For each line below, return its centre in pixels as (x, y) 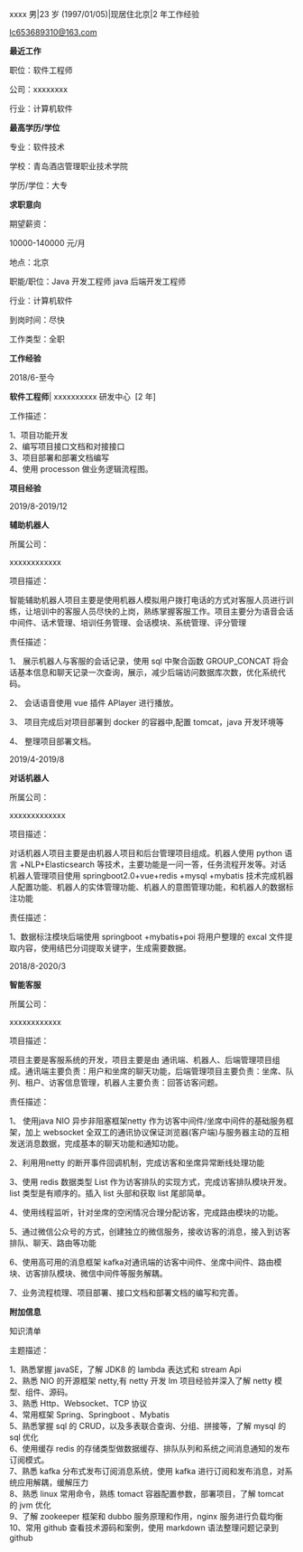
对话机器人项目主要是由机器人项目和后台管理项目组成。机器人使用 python (146, 853)
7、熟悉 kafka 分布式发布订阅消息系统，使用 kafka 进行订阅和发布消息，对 (147, 1471)
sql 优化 (24, 1437)
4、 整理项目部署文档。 (53, 741)
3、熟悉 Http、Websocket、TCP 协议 (78, 1403)
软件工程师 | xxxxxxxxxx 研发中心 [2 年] (83, 396)
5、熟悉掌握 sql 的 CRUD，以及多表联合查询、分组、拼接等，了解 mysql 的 (148, 1426)
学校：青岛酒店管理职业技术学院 (69, 166)
